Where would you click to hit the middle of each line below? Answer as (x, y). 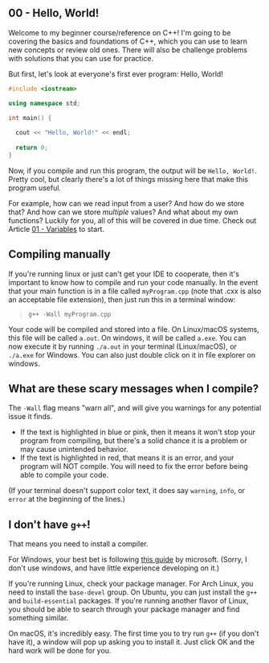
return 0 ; (32, 148)
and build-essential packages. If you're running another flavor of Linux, (128, 601)
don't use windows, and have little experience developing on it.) (114, 568)
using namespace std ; (45, 103)
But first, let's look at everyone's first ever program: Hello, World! (116, 74)
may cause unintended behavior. (74, 450)
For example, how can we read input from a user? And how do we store (126, 203)
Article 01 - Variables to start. (57, 229)
